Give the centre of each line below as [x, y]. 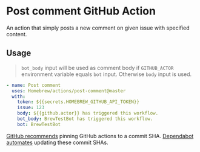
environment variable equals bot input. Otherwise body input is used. [106, 74]
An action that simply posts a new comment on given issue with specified [98, 28]
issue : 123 [31, 108]
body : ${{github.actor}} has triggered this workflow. [88, 113]
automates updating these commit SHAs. [57, 142]
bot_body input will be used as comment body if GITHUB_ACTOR [97, 68]
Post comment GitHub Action [81, 11]
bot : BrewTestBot [39, 124]
